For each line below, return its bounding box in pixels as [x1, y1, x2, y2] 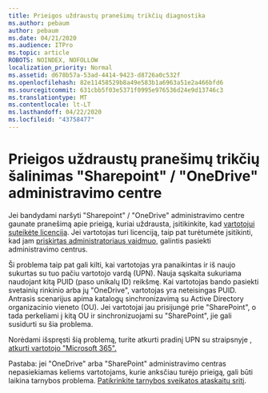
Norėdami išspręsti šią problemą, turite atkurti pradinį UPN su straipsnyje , [8, 335, 252, 344]
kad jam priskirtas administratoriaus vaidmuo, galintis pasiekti [8, 236, 212, 245]
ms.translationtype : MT [8, 93, 88, 101]
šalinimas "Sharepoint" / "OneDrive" [8, 167, 258, 185]
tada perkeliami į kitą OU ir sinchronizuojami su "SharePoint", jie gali [8, 311, 232, 320]
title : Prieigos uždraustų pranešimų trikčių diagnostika [8, 11, 206, 20]
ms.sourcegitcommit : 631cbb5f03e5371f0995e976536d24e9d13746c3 [8, 85, 224, 94]
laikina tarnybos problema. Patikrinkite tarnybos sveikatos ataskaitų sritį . [8, 375, 246, 385]
